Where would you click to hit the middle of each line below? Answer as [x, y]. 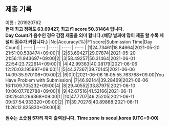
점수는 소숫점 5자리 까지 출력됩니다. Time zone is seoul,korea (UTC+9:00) [82, 118]
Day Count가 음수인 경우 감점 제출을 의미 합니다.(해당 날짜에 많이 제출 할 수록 [82, 35]
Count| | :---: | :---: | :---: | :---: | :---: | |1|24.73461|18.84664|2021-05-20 [82, 47]
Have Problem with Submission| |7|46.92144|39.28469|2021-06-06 [77, 80]
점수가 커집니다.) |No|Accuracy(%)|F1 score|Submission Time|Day [83, 41]
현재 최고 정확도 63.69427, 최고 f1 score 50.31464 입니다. [65, 29]
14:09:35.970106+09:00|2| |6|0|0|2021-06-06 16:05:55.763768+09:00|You [85, 75]
